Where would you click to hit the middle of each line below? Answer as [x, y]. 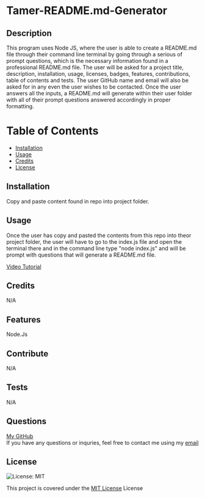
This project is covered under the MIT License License [75, 488]
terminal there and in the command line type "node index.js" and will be [96, 248]
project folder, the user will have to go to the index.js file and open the [94, 241]
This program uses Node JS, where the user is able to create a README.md [102, 48]
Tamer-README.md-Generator [87, 11]
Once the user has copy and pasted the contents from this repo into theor [99, 235]
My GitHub [20, 436]
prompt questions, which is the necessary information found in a [88, 61]
